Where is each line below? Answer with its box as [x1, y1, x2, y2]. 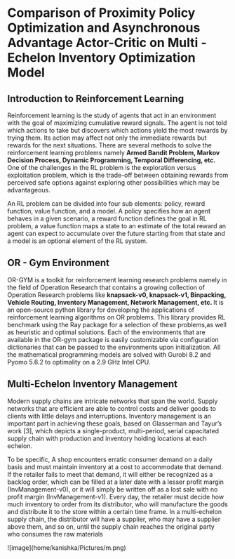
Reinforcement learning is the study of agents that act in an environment [7, 111, 216, 119]
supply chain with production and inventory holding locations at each [7, 434, 207, 442]
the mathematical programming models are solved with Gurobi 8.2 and [7, 350, 211, 359]
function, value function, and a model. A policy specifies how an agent [7, 207, 211, 215]
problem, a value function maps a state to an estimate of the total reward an [7, 222, 227, 230]
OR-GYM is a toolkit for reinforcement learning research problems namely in [7, 275, 227, 284]
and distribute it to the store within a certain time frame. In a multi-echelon [7, 507, 222, 515]
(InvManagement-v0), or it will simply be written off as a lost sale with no [7, 485, 218, 493]
